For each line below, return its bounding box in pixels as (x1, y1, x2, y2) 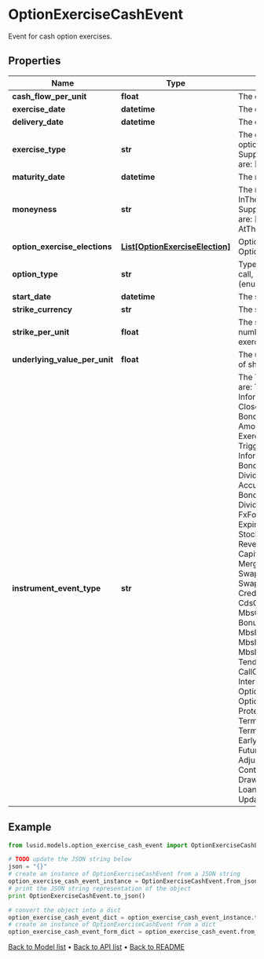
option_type (12, 269, 58, 280)
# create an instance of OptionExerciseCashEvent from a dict (8, 921, 216, 928)
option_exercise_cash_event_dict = (8, 913, 125, 921)
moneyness (12, 203, 57, 214)
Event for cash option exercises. (8, 31, 112, 41)
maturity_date (12, 171, 65, 182)
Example (8, 821, 52, 834)
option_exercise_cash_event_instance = (8, 877, 139, 885)
